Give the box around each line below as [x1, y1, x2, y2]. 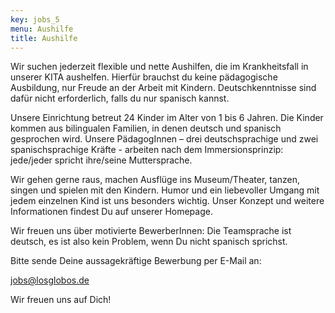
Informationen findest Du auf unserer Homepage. [10, 206, 213, 218]
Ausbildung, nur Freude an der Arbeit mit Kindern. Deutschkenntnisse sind [10, 82, 317, 94]
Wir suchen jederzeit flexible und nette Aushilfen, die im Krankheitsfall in [10, 61, 309, 73]
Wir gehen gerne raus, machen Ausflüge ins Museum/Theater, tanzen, [10, 174, 301, 186]
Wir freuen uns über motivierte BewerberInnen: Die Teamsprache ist [10, 225, 292, 237]
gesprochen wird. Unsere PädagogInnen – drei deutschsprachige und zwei [10, 133, 319, 145]
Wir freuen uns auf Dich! [10, 294, 112, 306]
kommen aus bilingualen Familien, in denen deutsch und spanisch [10, 122, 282, 135]
